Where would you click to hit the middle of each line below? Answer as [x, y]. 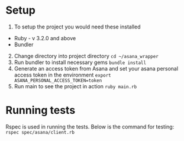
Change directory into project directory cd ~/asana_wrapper [86, 56]
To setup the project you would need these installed [77, 27]
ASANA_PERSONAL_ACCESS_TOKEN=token [58, 81]
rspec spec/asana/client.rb [40, 132]
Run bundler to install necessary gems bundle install [80, 62]
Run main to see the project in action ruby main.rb [75, 86]
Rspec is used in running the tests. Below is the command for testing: [90, 126]
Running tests [41, 110]
